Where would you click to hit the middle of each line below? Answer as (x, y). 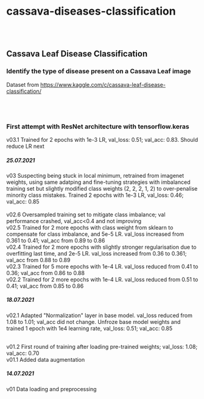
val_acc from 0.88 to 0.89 (38, 260)
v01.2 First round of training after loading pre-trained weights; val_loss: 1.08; (102, 346)
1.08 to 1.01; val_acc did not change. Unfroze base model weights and (93, 321)
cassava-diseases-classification (91, 11)
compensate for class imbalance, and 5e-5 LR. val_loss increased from (95, 234)
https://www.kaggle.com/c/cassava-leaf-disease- (103, 84)
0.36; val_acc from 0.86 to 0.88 (46, 273)
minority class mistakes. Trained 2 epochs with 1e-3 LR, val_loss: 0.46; (95, 195)
